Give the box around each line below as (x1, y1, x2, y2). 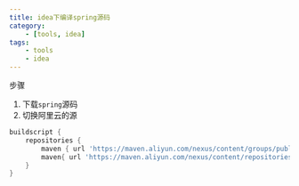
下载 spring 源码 (21, 99, 78, 109)
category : (9, 21, 46, 30)
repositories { (25, 135, 82, 145)
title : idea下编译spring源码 (9, 12, 111, 22)
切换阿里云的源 (21, 110, 77, 120)
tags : (9, 37, 29, 47)
